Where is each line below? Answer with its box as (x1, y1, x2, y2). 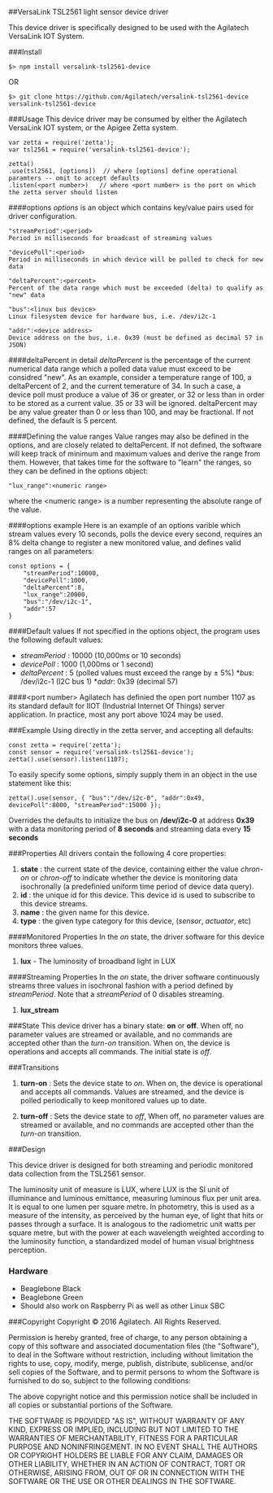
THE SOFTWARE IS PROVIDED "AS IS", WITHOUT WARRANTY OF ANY (8, 1416, 245, 1426)
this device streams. (19, 899, 89, 908)
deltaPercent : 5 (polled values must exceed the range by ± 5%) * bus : (19, 668, 254, 678)
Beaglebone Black (19, 1284, 81, 1294)
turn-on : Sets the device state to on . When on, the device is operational (19, 1078, 263, 1088)
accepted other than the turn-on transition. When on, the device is (8, 1038, 230, 1048)
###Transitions (8, 1063, 59, 1072)
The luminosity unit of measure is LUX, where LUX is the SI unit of (8, 1185, 229, 1194)
